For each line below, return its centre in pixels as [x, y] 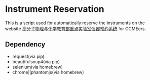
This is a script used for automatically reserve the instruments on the [75, 23]
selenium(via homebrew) [37, 67]
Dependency [25, 45]
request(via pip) [28, 56]
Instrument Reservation [55, 9]
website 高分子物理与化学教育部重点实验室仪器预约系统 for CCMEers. [75, 29]
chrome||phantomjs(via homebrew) [48, 72]
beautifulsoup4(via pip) [36, 61]
